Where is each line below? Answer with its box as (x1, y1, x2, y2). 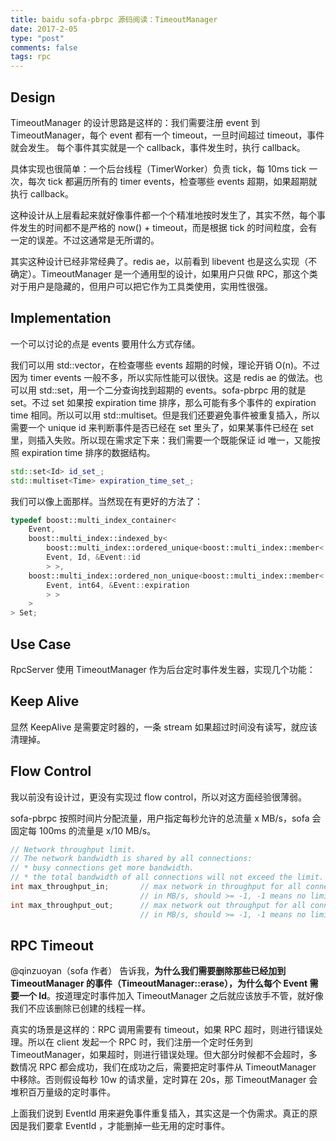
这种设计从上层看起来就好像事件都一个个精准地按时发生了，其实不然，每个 (10, 209, 317, 221)
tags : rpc (10, 52, 52, 62)
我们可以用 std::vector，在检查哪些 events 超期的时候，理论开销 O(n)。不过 (10, 359, 321, 371)
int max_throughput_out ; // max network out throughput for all (10, 900, 307, 910)
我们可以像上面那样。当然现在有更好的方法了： (10, 495, 203, 507)
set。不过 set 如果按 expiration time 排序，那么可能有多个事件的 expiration (10, 396, 317, 408)
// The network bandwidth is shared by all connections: (10, 854, 253, 864)
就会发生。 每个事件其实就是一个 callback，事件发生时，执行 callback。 (10, 141, 306, 153)
